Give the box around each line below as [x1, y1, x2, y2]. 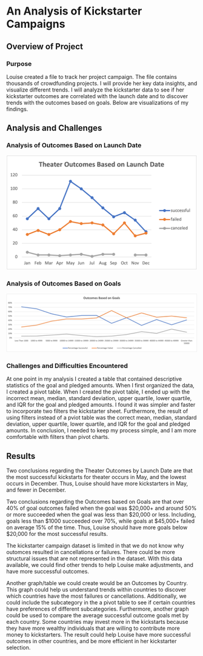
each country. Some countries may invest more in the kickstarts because [6, 618, 188, 626]
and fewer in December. [6, 486, 67, 494]
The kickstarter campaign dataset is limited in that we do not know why [6, 542, 184, 549]
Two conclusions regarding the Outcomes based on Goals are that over [6, 498, 184, 506]
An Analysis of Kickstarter [6, 4, 142, 18]
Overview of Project [6, 41, 84, 52]
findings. [6, 105, 28, 113]
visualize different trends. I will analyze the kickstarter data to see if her [6, 86, 185, 93]
